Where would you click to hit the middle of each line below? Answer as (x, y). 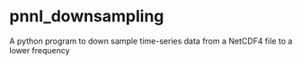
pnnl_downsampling (87, 16)
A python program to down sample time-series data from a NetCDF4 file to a (151, 41)
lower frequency (40, 50)
